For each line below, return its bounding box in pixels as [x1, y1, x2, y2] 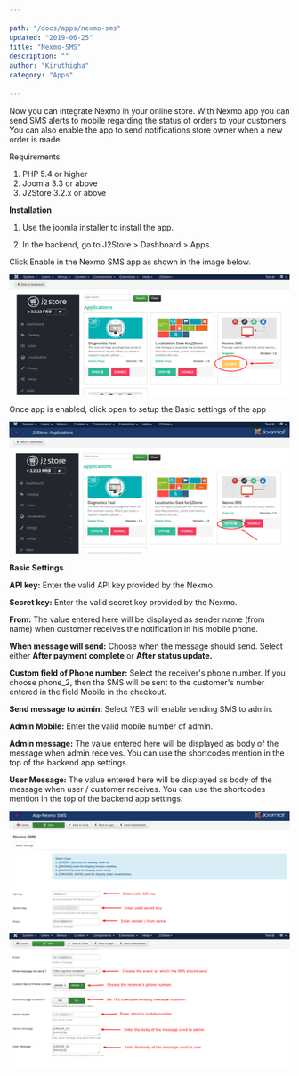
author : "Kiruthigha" [9, 61, 90, 70]
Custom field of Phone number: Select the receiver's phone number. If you [9, 667, 287, 678]
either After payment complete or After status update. [9, 650, 213, 660]
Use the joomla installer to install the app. [21, 222, 174, 232]
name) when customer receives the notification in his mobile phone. [9, 623, 258, 634]
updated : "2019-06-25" [9, 33, 93, 42]
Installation [9, 205, 52, 215]
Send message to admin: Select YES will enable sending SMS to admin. [9, 703, 273, 714]
